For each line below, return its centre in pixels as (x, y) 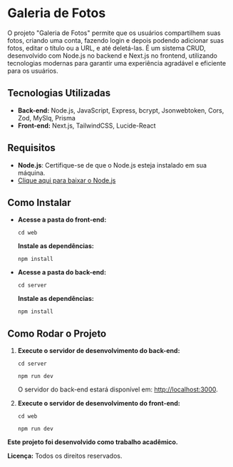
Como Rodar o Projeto (57, 333)
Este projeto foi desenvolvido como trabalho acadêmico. (93, 442)
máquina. (31, 173)
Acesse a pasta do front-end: (62, 220)
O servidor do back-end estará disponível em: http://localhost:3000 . (118, 389)
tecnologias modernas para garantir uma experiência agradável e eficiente (117, 63)
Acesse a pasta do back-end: (62, 272)
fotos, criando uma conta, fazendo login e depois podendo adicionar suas (116, 40)
